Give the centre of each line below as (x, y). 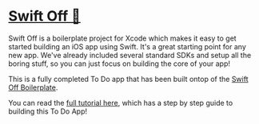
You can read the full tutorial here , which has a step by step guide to (121, 103)
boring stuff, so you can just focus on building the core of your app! (119, 64)
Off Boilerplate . (33, 87)
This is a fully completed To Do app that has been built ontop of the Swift (128, 79)
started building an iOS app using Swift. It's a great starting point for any (127, 46)
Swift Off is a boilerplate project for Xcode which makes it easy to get (123, 38)
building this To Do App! (48, 111)
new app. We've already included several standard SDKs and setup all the (130, 55)
